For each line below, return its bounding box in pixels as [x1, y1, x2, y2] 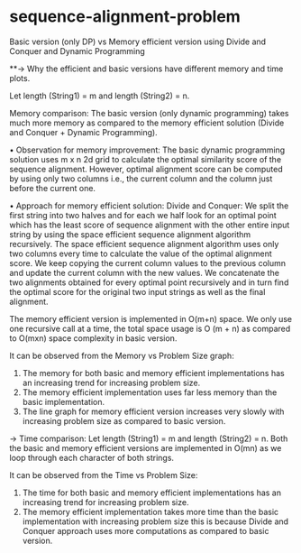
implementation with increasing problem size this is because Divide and [22, 516, 289, 527]
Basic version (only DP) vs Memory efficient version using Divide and [9, 36, 267, 47]
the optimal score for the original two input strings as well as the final [9, 286, 266, 297]
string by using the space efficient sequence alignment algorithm [9, 228, 251, 240]
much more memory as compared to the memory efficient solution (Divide [9, 117, 285, 128]
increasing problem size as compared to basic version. [22, 415, 226, 426]
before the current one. [9, 182, 96, 193]
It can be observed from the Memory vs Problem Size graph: [9, 350, 234, 361]
